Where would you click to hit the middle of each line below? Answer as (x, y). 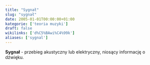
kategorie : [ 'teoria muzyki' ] (37, 24)
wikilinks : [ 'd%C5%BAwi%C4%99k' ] (40, 33)
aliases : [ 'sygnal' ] (27, 38)
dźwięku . (14, 57)
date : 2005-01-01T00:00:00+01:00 (40, 19)
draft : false (19, 28)
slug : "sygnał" (21, 14)
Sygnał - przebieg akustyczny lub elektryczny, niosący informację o (75, 52)
